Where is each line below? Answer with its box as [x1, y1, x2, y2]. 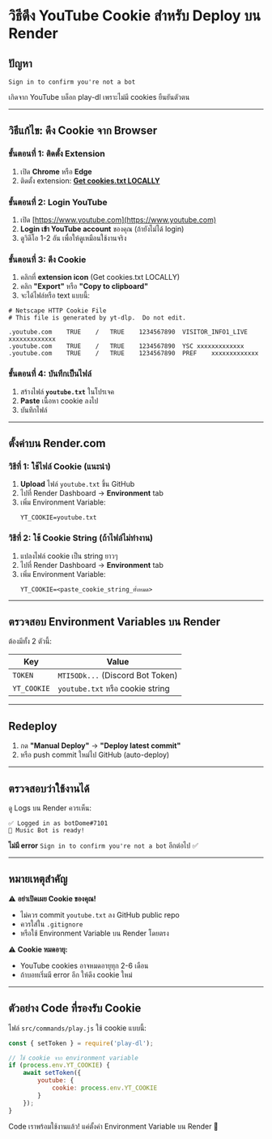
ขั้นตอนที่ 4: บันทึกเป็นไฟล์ [8, 368, 91, 380]
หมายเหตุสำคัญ [8, 872, 68, 886]
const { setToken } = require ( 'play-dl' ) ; [8, 1039, 154, 1047]
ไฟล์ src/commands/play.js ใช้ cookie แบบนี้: [8, 1023, 147, 1033]
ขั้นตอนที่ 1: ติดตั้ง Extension [8, 148, 105, 160]
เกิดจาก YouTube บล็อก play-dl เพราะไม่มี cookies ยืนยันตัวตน [8, 92, 190, 101]
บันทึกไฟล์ [19, 405, 48, 415]
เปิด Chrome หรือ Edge [19, 166, 92, 176]
